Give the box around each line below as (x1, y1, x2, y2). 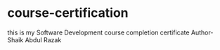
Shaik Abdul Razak (7, 35, 62, 44)
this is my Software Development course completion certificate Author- (7, 28, 214, 37)
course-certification (7, 5, 129, 21)
